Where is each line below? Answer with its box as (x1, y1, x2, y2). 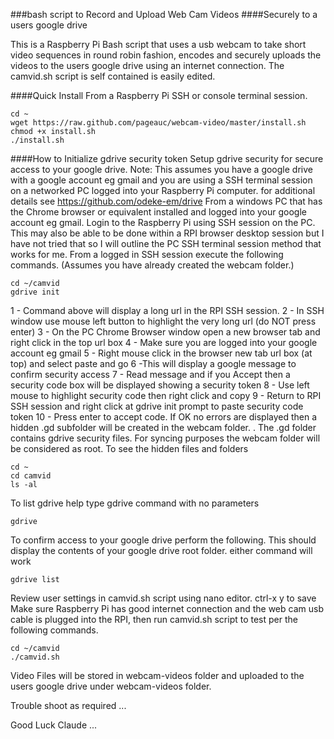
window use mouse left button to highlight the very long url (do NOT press (10, 315, 317, 327)
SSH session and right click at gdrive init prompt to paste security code (10, 400, 304, 412)
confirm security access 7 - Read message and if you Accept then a (10, 369, 291, 380)
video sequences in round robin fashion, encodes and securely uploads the (10, 49, 322, 61)
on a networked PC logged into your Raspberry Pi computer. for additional (10, 185, 316, 196)
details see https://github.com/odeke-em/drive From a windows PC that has (10, 195, 323, 207)
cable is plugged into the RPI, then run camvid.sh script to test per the (10, 614, 298, 625)
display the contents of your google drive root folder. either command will (10, 545, 313, 556)
